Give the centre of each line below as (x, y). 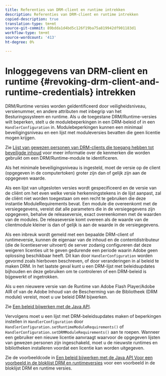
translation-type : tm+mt (31, 24)
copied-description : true (32, 19)
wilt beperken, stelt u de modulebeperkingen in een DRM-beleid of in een (80, 122)
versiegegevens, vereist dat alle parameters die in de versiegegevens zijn (80, 209)
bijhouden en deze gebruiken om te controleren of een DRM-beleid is (76, 271)
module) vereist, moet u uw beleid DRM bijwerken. (56, 297)
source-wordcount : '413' (31, 38)
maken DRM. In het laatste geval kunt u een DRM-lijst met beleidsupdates (80, 266)
